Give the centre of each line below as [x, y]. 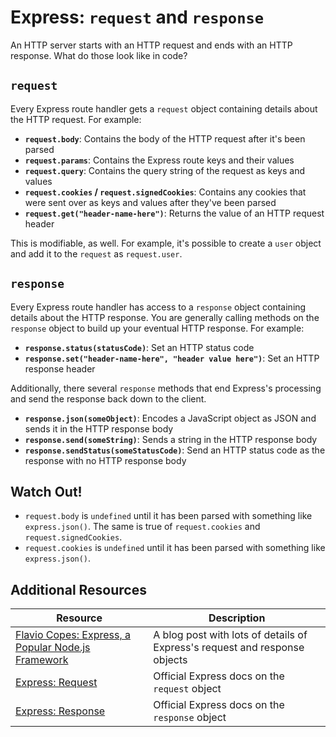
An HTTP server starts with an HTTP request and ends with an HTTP [151, 45]
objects [170, 660]
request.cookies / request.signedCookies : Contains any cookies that [165, 192]
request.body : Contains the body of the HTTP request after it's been [165, 138]
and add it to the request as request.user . [96, 253]
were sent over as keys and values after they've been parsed [150, 202]
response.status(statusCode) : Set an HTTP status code [139, 347]
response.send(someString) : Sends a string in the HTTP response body [171, 439]
